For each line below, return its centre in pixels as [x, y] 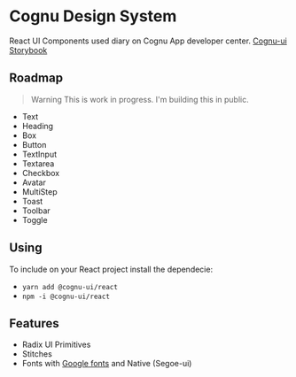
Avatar [34, 182]
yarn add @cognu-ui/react [70, 287]
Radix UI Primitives [56, 345]
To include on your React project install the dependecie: [111, 269]
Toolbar [36, 211]
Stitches [37, 354]
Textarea [38, 163]
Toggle [35, 219]
